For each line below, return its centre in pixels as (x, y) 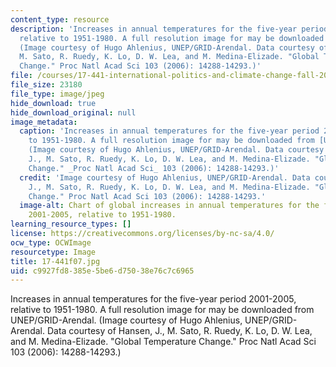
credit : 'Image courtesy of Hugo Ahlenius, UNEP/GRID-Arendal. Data (165, 177)
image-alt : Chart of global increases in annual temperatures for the (169, 206)
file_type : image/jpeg (57, 94)
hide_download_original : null (73, 112)
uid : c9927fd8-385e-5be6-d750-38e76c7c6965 (102, 271)
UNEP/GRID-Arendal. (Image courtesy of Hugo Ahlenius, (126, 320)
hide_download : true (53, 103)
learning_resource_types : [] (71, 224)
